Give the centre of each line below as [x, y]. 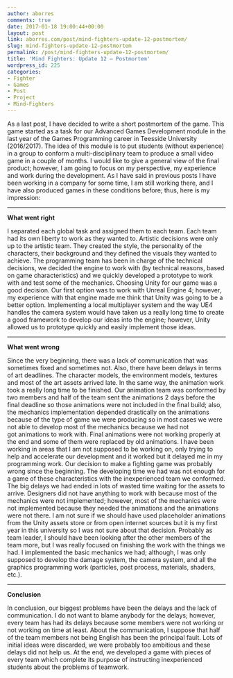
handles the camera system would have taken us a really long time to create [116, 312]
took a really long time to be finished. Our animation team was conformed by [116, 390]
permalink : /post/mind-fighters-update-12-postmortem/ [88, 53]
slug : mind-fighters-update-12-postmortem [69, 46]
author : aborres [31, 14]
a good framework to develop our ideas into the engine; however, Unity [109, 320]
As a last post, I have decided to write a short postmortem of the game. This [116, 124]
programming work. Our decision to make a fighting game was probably [110, 463]
